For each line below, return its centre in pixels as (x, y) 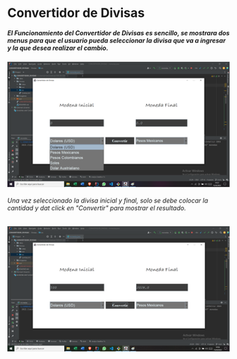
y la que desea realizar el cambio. (58, 48)
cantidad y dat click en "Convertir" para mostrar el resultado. (97, 208)
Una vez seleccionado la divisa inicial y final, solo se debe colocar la (108, 201)
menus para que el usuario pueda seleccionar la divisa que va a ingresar (116, 40)
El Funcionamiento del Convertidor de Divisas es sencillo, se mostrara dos (119, 32)
